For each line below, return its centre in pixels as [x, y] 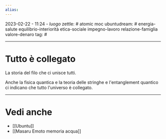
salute [11, 29]
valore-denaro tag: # [26, 34]
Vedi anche [29, 112]
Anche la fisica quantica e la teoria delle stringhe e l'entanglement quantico [82, 82]
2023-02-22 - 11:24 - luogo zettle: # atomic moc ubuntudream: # [71, 24]
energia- [147, 24]
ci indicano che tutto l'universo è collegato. [49, 88]
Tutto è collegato [40, 59]
